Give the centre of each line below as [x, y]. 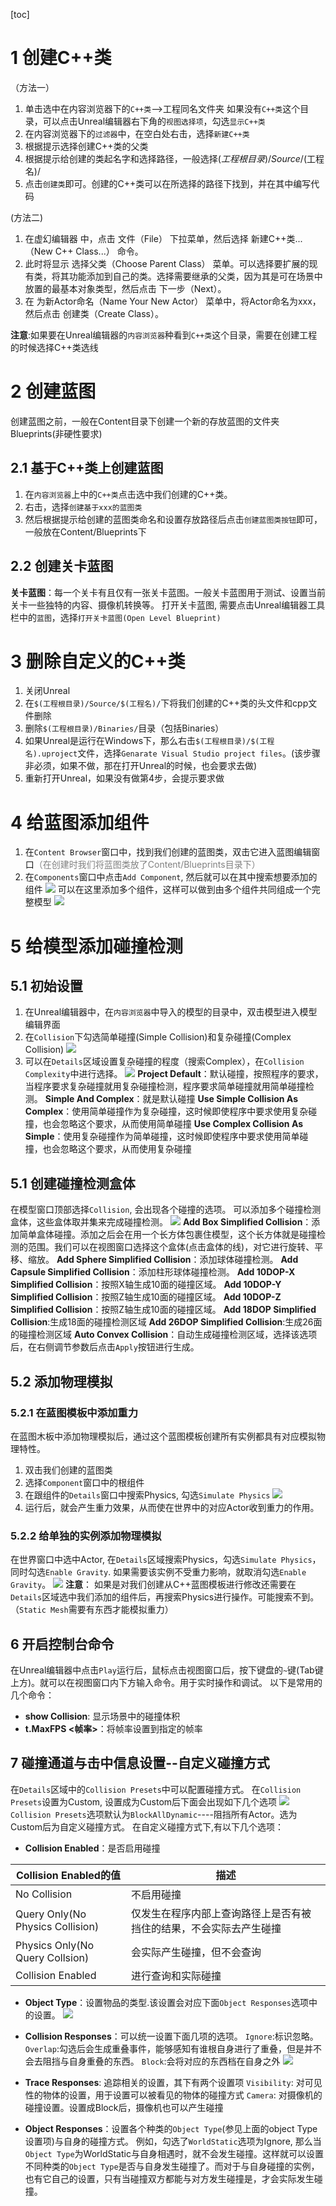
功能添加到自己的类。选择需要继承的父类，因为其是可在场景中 [195, 276]
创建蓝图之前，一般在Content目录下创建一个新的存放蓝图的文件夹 [145, 421]
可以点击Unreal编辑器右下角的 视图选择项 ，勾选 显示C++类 [154, 121]
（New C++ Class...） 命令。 [84, 251]
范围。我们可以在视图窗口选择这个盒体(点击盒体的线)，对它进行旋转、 [171, 1247]
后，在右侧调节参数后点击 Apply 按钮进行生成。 [105, 1347]
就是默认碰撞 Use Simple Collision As [220, 1099]
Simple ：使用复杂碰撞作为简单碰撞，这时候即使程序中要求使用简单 [162, 1136]
